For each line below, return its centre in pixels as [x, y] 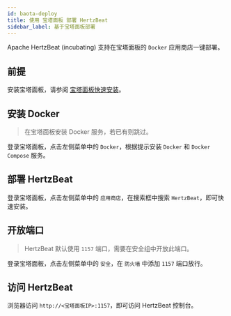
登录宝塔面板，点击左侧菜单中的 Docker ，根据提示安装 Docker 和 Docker [109, 146]
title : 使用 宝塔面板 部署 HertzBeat [58, 20]
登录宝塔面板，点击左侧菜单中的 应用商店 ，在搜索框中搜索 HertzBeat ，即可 [112, 197]
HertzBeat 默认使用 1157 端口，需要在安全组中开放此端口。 [109, 248]
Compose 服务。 [29, 155]
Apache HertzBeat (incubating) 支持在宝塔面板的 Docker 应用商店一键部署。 [115, 47]
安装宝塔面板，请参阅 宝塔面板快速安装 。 [66, 90]
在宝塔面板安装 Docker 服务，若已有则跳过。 [88, 132]
